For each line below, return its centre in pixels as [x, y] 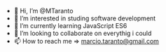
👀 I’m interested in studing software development [85, 18]
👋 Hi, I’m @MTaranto [43, 11]
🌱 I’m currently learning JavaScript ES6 [70, 26]
